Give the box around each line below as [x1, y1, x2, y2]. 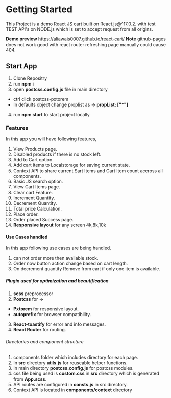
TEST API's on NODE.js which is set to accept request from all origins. [6, 26, 153, 32]
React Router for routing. [13, 327, 66, 333]
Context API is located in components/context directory [13, 387, 132, 393]
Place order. [13, 211, 39, 217]
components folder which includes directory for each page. [13, 354, 138, 361]
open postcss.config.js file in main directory [13, 86, 108, 92]
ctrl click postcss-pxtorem [13, 96, 69, 102]
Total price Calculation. [13, 206, 62, 212]
